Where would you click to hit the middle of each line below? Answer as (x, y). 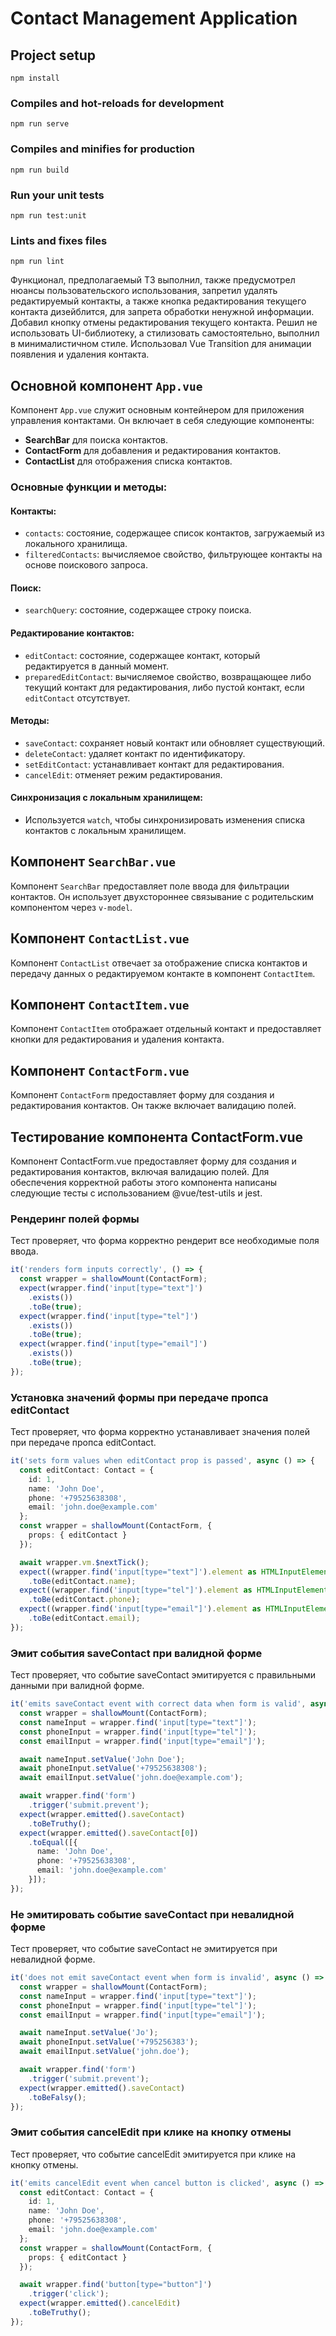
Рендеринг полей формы (75, 1219)
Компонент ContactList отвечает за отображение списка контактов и (159, 963)
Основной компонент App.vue (106, 385)
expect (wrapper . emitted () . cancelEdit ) (100, 2303)
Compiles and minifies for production (102, 149)
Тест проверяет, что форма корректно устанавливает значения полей (160, 1432)
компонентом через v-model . (71, 907)
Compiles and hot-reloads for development (117, 103)
